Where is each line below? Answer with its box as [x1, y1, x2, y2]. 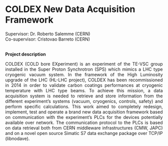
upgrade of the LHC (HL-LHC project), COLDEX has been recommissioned [5, 77, 163, 83]
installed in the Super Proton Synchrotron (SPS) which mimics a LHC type [5, 66, 163, 72]
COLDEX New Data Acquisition [5, 4, 135, 15]
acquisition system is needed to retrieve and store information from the [5, 93, 163, 99]
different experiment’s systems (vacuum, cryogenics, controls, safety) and [5, 98, 163, 104]
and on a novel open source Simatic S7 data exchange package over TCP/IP [5, 130, 163, 136]
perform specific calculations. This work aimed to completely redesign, [5, 103, 163, 109]
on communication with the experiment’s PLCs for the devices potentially [5, 114, 163, 120]
